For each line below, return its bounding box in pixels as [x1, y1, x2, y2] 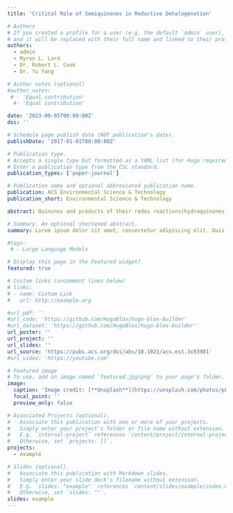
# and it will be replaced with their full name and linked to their [7, 35, 213, 42]
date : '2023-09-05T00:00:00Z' [7, 113, 95, 120]
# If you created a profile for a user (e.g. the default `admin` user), [7, 29, 225, 36]
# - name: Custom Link [7, 290, 73, 298]
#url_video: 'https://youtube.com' [7, 355, 110, 361]
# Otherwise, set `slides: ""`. [7, 489, 107, 496]
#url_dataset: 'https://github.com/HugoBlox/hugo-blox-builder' [7, 323, 197, 329]
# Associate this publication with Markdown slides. [7, 470, 169, 477]
